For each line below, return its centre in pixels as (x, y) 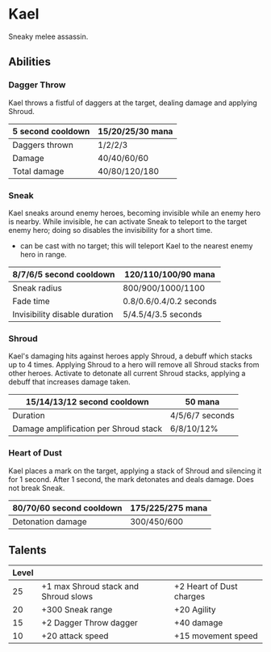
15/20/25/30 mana (135, 131)
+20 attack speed (75, 636)
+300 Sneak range (77, 610)
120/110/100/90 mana (170, 274)
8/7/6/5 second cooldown (64, 274)
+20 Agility (195, 610)
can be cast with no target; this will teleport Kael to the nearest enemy (136, 246)
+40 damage (198, 623)
